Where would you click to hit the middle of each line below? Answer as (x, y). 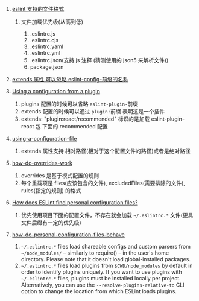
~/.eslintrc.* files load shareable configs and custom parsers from (106, 246)
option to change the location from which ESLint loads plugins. (99, 291)
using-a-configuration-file (44, 138)
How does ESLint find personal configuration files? (75, 203)
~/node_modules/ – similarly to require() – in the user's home (95, 253)
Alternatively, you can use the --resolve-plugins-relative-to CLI (103, 285)
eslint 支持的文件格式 (38, 9)
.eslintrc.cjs (44, 40)
